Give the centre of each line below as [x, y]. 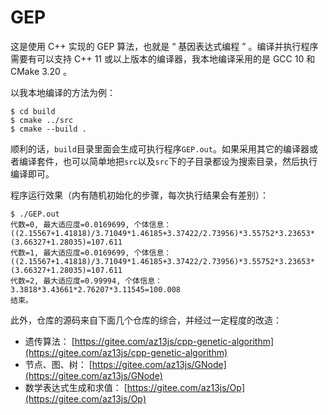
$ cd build [33, 111]
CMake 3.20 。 [41, 71]
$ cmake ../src [42, 120]
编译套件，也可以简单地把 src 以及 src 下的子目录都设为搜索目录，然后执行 [168, 161]
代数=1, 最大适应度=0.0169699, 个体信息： [91, 252]
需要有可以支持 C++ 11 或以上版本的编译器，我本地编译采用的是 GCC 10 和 [163, 58]
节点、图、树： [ [58, 364]
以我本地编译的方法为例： [63, 92]
